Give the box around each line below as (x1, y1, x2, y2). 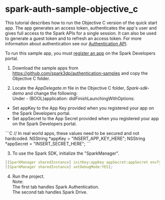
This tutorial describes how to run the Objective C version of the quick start (5, 20, 158, 26)
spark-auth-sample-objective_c (5, 3, 138, 15)
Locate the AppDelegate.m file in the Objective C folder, (12, 85, 125, 91)
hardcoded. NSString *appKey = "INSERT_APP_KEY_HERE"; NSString (5, 135, 145, 141)
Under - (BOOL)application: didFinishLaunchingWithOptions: (12, 95, 135, 101)
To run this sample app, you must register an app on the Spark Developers (5, 50, 156, 56)
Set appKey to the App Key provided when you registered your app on (12, 105, 154, 111)
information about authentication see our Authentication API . (5, 40, 128, 46)
